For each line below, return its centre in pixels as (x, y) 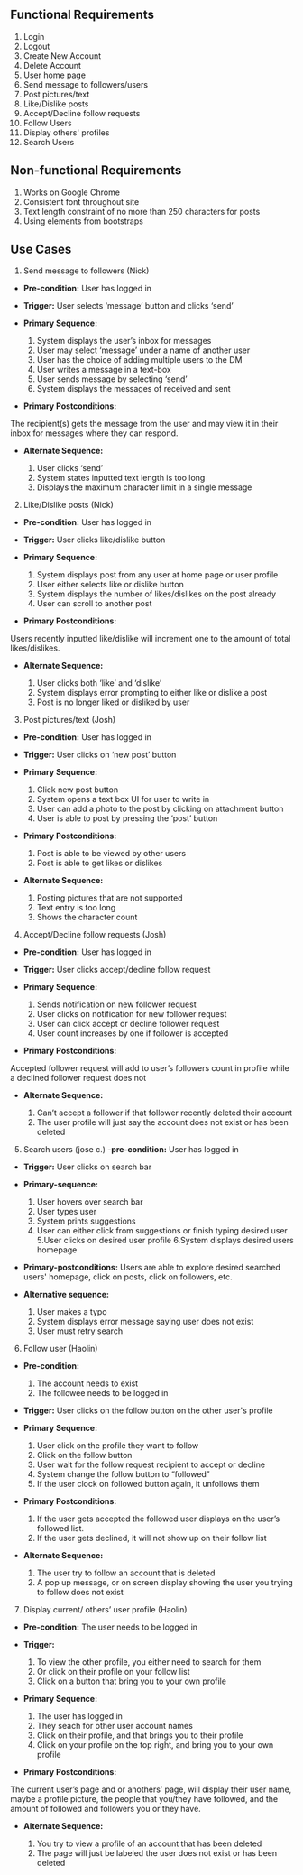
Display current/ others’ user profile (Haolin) (105, 1610)
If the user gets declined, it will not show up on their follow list (151, 1538)
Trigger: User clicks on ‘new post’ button (100, 755)
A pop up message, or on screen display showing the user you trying (165, 1583)
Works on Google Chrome (72, 192)
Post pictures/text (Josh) (69, 720)
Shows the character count (87, 917)
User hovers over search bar (90, 1202)
